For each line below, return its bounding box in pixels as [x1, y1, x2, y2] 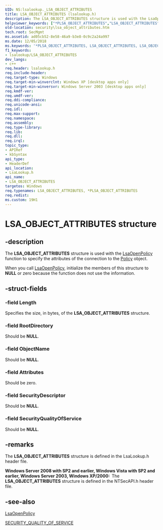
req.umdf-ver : [5, 93, 34, 98]
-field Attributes [5, 369, 44, 376]
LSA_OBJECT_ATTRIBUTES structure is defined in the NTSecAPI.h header [5, 478, 154, 484]
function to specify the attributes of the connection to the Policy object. [5, 256, 148, 262]
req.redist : [5, 193, 29, 198]
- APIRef [5, 148, 23, 152]
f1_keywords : [5, 48, 32, 53]
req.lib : [5, 130, 23, 134]
